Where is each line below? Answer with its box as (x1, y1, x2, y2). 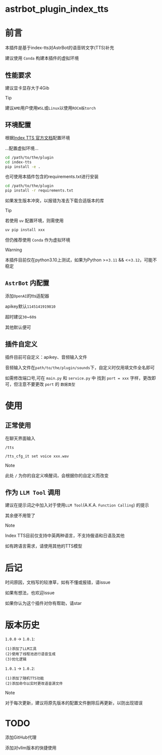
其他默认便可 (5, 324, 31, 330)
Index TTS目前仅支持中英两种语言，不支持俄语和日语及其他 (5, 533, 125, 538)
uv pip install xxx (5, 227, 45, 232)
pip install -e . (5, 164, 41, 169)
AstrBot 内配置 (5, 279, 50, 287)
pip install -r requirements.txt (5, 188, 74, 193)
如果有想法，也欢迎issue (5, 590, 55, 596)
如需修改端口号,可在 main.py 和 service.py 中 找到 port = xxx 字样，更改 (5, 375, 152, 381)
